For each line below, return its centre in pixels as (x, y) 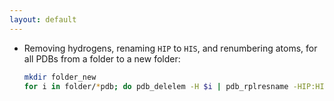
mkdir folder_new (60, 77)
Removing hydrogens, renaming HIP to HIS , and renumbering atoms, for (170, 48)
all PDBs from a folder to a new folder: (102, 58)
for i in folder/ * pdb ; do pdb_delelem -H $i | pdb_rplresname (156, 86)
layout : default (43, 19)
